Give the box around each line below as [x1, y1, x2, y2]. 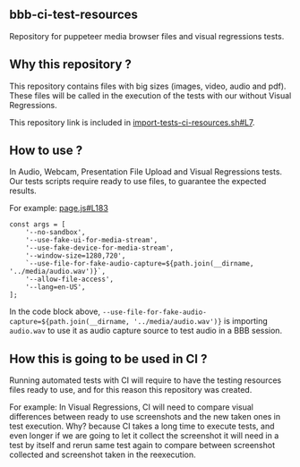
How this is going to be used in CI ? [9, 351, 208, 366]
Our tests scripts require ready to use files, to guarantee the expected [9, 176, 267, 187]
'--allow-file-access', [25, 275, 115, 284]
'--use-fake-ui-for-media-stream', [25, 236, 159, 245]
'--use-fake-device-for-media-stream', [25, 243, 175, 253]
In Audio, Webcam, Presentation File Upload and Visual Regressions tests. [9, 166, 283, 177]
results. [9, 185, 38, 196]
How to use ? [9, 143, 83, 158]
